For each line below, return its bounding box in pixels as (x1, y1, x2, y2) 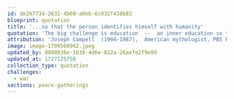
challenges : (7, 68, 42, 75)
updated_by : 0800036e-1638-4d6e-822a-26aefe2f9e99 (7, 49, 157, 56)
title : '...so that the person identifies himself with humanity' (7, 23, 204, 30)
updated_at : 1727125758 (7, 56, 77, 63)
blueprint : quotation (7, 17, 70, 24)
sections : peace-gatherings (7, 82, 89, 89)
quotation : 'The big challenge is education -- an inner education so (7, 29, 223, 37)
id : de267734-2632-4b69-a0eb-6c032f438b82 (7, 10, 132, 17)
